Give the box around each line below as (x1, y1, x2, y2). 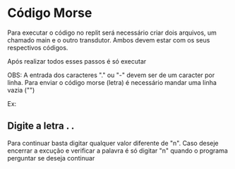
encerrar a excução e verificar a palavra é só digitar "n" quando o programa (7, 146, 228, 155)
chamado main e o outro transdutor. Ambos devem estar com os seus (7, 35, 210, 44)
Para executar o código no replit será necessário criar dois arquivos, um (7, 28, 217, 37)
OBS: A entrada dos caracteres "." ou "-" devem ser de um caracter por (7, 71, 215, 79)
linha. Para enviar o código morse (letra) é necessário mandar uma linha (7, 78, 217, 86)
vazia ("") (7, 86, 35, 94)
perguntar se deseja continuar (7, 153, 95, 162)
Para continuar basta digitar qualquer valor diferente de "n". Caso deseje (7, 139, 219, 147)
